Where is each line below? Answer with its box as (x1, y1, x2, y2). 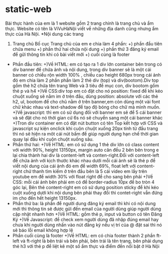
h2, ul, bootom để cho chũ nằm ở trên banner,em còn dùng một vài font (12, 98, 160, 104)
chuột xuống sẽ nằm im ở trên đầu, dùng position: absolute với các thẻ (12, 93, 158, 99)
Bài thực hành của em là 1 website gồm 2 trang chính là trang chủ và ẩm (5, 20, 154, 26)
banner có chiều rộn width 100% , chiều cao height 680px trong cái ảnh (12, 72, 161, 78)
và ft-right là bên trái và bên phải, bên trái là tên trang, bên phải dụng (20, 238, 163, 244)
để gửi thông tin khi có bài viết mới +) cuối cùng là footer (12, 51, 130, 57)
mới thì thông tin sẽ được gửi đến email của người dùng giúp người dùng (12, 206, 161, 212)
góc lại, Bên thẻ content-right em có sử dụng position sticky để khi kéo (12, 184, 159, 190)
